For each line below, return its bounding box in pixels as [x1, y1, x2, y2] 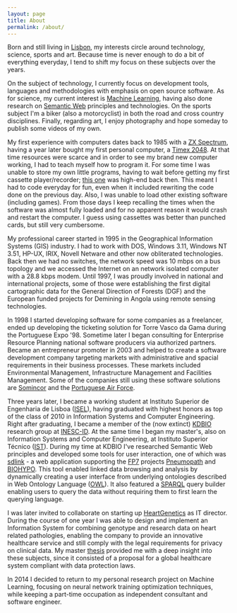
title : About [7, 17, 46, 24]
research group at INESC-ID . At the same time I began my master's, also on [7, 428, 226, 436]
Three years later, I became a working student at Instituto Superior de [7, 397, 209, 406]
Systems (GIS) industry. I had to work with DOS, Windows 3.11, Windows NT [7, 242, 228, 251]
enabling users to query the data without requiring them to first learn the [7, 488, 217, 496]
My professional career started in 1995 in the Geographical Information [7, 234, 213, 243]
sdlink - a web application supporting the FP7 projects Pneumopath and [7, 457, 217, 466]
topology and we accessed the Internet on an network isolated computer [7, 265, 219, 273]
